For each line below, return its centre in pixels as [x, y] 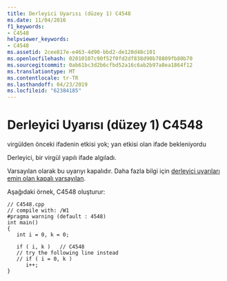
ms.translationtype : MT [41, 71]
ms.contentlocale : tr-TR [43, 78]
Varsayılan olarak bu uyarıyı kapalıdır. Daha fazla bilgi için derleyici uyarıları [114, 171]
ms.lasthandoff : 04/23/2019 [48, 84]
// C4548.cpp [26, 205]
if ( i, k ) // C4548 [50, 247]
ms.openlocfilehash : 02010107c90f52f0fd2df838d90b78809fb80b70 [100, 59]
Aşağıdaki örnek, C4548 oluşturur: [56, 192]
